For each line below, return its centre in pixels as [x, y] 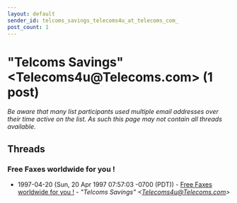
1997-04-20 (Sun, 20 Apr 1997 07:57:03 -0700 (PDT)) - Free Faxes [115, 184]
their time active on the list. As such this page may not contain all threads [115, 119]
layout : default [31, 14]
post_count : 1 [28, 27]
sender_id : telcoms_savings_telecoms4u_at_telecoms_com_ [93, 21]
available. [22, 127]
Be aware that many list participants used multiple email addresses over [113, 112]
